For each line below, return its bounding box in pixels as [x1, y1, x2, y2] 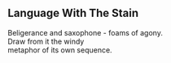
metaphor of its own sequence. [7, 44, 112, 55]
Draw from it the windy [7, 36, 85, 46]
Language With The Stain [7, 6, 139, 20]
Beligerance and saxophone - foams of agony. [7, 27, 164, 37]
